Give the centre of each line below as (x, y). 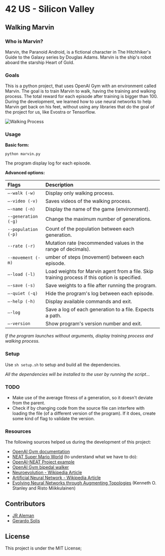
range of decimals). (68, 249)
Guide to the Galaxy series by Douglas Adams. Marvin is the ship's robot (78, 57)
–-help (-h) (22, 302)
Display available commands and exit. (89, 301)
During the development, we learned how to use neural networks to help (78, 101)
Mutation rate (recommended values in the (95, 243)
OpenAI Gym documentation (41, 452)
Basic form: (17, 145)
